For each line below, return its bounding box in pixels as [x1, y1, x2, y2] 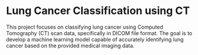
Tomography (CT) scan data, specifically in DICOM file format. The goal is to [6, 29, 193, 36]
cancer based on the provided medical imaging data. [6, 42, 135, 49]
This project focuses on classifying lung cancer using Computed [6, 23, 164, 30]
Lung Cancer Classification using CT [6, 4, 190, 18]
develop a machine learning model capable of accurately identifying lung [6, 36, 184, 43]
